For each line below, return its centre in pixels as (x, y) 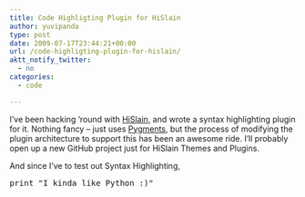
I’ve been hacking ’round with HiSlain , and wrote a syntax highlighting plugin (152, 119)
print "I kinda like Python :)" (81, 183)
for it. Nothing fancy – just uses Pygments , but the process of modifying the (151, 129)
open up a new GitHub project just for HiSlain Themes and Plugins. (134, 148)
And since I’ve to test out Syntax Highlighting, (95, 165)
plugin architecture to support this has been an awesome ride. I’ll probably (149, 138)
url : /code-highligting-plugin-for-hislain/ (95, 52)
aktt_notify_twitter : (51, 60)
